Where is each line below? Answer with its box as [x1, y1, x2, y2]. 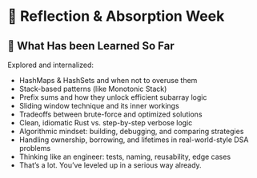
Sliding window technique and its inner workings [18, 101, 179, 110]
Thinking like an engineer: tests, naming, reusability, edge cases [18, 152, 231, 161]
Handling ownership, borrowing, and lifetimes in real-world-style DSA [18, 135, 249, 144]
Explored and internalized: [7, 60, 94, 69]
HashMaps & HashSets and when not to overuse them [18, 76, 198, 85]
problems [18, 144, 51, 152]
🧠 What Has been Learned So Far [7, 39, 175, 53]
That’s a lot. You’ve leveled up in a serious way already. [18, 160, 202, 170]
